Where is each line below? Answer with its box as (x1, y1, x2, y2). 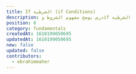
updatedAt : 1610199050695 (6, 36, 71, 42)
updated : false (6, 48, 45, 54)
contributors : (6, 53, 42, 59)
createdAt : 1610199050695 (6, 31, 71, 37)
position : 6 (6, 20, 36, 26)
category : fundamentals (6, 25, 66, 32)
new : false (6, 42, 34, 48)
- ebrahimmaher (11, 58, 50, 64)
